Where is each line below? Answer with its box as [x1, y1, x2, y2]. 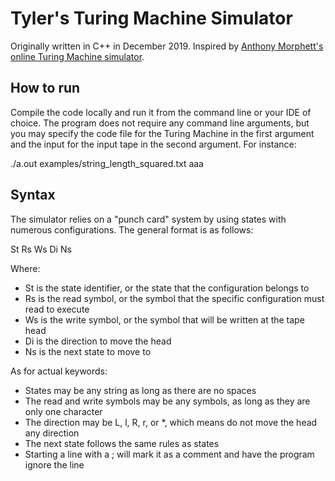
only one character [24, 405, 103, 417]
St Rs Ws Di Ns [10, 243, 72, 255]
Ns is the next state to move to [24, 345, 152, 357]
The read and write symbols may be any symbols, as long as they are [24, 395, 311, 407]
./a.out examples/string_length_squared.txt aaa [10, 157, 204, 169]
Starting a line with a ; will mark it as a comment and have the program [24, 448, 315, 460]
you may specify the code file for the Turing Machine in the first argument [10, 127, 315, 139]
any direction [24, 427, 80, 439]
